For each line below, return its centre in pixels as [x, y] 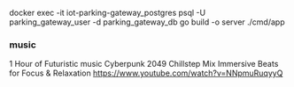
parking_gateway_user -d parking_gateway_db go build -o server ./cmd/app [147, 22]
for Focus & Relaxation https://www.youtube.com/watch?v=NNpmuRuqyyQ [146, 73]
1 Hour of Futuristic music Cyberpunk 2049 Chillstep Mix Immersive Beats [144, 64]
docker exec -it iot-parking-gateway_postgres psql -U [108, 13]
